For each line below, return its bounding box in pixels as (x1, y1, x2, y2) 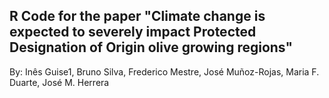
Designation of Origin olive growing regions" (9, 39, 294, 56)
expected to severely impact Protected (9, 24, 257, 41)
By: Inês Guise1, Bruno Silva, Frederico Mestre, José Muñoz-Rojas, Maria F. (9, 65, 320, 78)
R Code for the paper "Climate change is (9, 8, 266, 25)
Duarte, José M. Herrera (9, 76, 110, 88)
